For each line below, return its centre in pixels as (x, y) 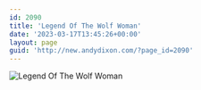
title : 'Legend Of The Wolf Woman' (75, 26)
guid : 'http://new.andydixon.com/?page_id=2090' (101, 51)
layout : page (33, 42)
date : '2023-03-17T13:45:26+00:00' (75, 34)
